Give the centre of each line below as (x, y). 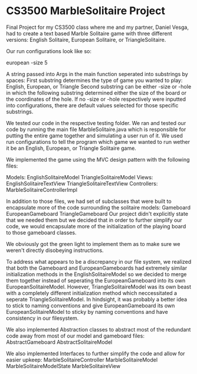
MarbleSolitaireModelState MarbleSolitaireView (63, 366)
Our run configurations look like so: (49, 51)
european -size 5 (27, 63)
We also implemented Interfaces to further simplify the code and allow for (96, 353)
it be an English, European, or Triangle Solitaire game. (71, 148)
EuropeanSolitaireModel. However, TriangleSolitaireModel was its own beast (99, 287)
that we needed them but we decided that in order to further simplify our (94, 220)
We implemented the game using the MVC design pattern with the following (98, 159)
